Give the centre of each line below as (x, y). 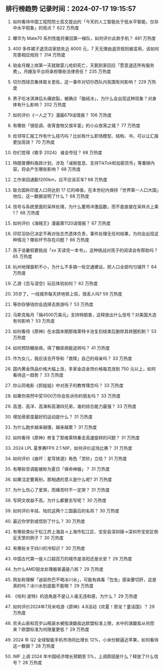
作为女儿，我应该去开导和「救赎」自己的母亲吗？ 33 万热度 (72, 358)
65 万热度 (22, 256)
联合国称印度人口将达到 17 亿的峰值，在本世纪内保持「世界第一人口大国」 (86, 190)
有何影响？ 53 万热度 (34, 320)
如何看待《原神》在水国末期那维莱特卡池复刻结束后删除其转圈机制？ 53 (84, 331)
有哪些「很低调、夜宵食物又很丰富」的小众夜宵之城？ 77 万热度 (76, 125)
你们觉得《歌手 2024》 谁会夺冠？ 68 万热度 (57, 152)
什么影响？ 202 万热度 (44, 104)
